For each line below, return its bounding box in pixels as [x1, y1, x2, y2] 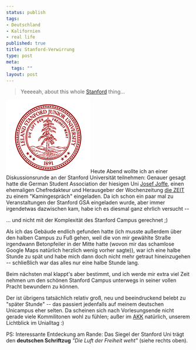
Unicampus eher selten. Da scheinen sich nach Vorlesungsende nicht [6, 307, 174, 314]
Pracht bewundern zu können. [6, 283, 79, 290]
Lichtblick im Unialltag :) [6, 319, 65, 327]
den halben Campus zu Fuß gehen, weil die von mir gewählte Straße [6, 234, 171, 241]
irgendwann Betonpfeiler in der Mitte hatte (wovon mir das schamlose [6, 241, 175, 248]
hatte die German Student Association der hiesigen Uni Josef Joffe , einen [6, 180, 184, 187]
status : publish [6, 9, 46, 15]
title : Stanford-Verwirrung [6, 47, 75, 53]
